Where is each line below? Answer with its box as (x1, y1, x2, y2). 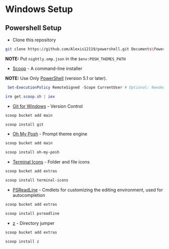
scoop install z (5, 239, 39, 244)
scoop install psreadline (5, 211, 59, 216)
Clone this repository (12, 37, 56, 43)
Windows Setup (5, 4, 73, 15)
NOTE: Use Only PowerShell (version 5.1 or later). (5, 75, 107, 81)
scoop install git (5, 122, 44, 127)
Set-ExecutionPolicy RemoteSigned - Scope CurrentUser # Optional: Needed (7, 85, 165, 90)
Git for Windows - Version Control (12, 103, 83, 109)
